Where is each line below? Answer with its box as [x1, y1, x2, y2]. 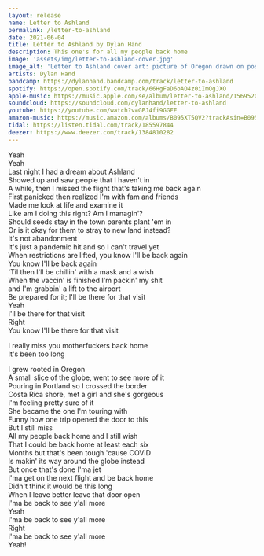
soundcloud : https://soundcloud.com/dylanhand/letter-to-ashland [8, 99, 226, 107]
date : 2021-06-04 [8, 33, 65, 42]
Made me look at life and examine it [8, 200, 123, 209]
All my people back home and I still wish [8, 431, 138, 440]
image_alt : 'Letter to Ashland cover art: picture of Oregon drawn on [8, 63, 244, 71]
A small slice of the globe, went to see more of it [8, 373, 165, 382]
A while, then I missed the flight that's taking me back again [8, 183, 202, 193]
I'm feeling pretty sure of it [8, 398, 94, 407]
